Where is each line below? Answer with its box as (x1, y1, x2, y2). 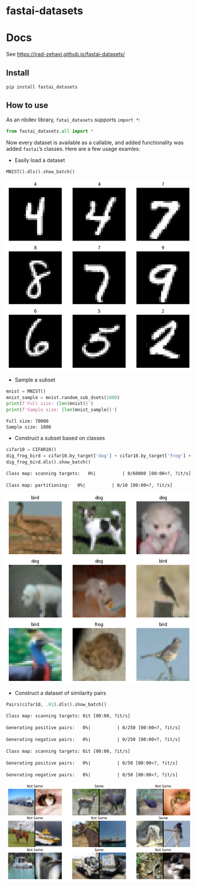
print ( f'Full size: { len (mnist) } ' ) (6, 401, 94, 407)
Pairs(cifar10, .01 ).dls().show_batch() (6, 701, 107, 708)
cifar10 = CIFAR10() (6, 447, 57, 453)
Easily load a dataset (14, 156, 65, 163)
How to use (6, 100, 48, 110)
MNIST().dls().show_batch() (6, 169, 75, 174)
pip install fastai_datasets (6, 84, 78, 90)
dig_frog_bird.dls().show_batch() (6, 459, 91, 465)
